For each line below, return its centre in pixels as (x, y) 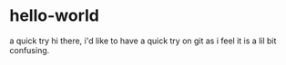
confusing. (30, 50)
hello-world (55, 16)
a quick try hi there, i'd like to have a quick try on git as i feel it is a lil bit (143, 41)
